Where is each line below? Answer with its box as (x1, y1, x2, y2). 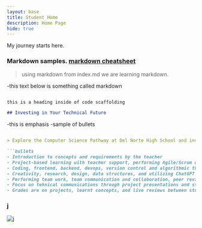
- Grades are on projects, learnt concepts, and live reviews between (7, 187, 187, 194)
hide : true (7, 25, 34, 32)
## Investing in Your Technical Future (7, 110, 107, 116)
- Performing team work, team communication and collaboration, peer (7, 176, 185, 182)
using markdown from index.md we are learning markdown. (21, 70, 169, 78)
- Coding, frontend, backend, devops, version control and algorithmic (7, 165, 189, 171)
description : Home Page (7, 20, 67, 26)
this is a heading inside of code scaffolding (7, 99, 125, 105)
